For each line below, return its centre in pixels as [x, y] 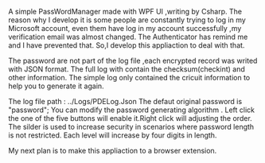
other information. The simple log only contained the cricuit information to [129, 78]
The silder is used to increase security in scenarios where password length [131, 127]
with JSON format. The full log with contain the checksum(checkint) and [127, 69]
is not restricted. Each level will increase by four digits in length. [113, 135]
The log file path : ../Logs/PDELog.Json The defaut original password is [125, 101]
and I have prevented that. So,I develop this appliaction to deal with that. [127, 45]
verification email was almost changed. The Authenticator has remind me [128, 37]
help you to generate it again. [57, 86]
